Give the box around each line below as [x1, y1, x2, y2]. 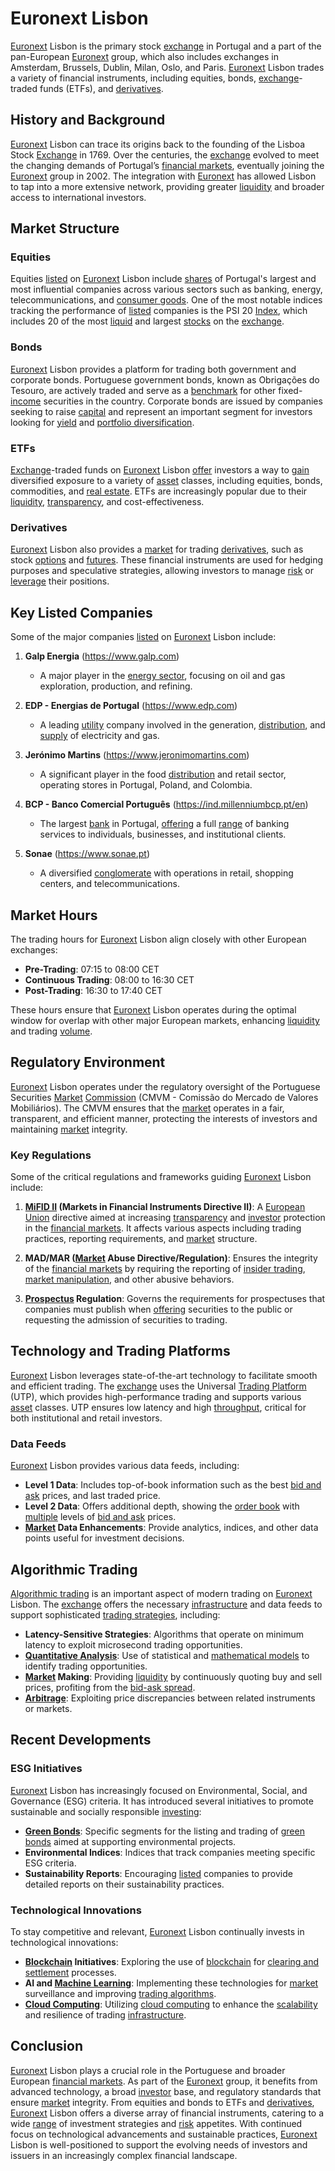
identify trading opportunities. [24, 1660, 148, 1672]
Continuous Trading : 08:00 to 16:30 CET [24, 973, 195, 986]
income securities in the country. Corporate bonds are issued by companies [10, 395, 323, 407]
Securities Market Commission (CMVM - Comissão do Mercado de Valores [10, 1091, 319, 1103]
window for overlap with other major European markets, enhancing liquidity [10, 1014, 320, 1026]
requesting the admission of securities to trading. [24, 1314, 228, 1326]
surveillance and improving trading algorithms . [24, 1987, 217, 1999]
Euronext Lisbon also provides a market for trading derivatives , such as [10, 543, 304, 556]
